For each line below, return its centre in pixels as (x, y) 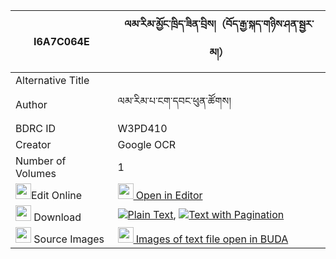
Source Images (69, 239)
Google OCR (147, 144)
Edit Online (57, 195)
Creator (33, 144)
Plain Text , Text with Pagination (206, 214)
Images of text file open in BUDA (212, 239)
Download (57, 217)
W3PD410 (142, 128)
